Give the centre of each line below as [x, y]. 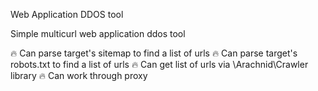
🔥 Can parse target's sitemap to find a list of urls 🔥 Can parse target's [154, 53]
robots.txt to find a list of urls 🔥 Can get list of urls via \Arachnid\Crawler [159, 64]
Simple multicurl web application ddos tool [98, 33]
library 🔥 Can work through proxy [79, 75]
